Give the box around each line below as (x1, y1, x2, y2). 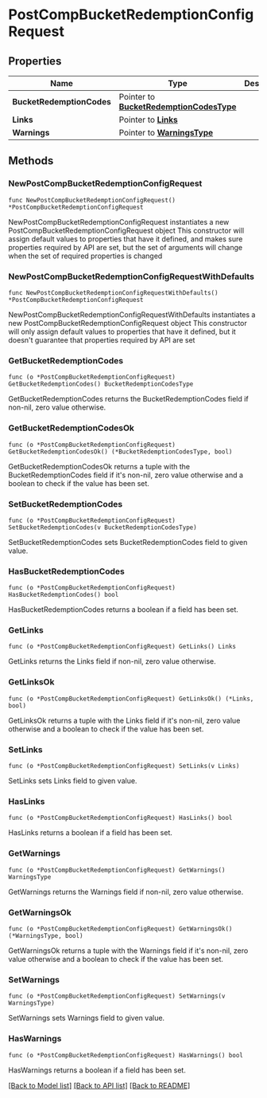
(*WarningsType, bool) (8, 931, 83, 939)
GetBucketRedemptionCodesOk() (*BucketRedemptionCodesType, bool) (8, 448, 233, 456)
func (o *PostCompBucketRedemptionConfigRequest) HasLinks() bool (8, 814, 233, 822)
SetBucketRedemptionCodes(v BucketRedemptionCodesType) (8, 524, 197, 531)
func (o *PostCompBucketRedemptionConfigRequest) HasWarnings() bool (8, 1051, 244, 1059)
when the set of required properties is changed (8, 251, 163, 261)
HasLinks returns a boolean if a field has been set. (8, 828, 172, 837)
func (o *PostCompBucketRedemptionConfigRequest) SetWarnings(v (8, 992, 226, 1001)
